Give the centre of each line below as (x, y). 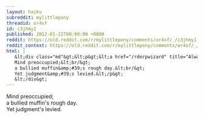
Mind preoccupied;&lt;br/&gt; (53, 62)
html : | (16, 51)
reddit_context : (27, 46)
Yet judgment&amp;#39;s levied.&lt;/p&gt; (69, 74)
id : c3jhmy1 (21, 29)
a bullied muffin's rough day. (42, 103)
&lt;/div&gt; (31, 79)
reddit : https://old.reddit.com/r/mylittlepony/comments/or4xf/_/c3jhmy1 (102, 40)
